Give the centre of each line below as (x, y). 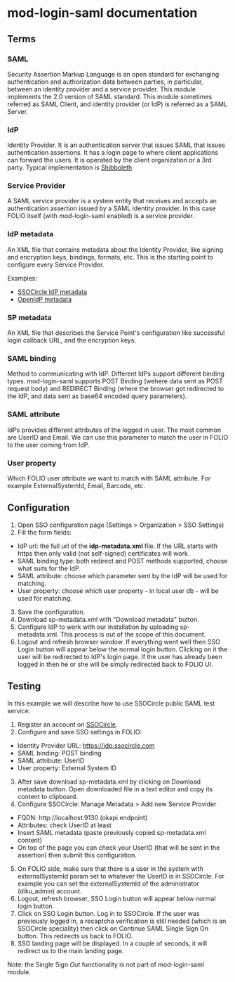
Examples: (22, 278)
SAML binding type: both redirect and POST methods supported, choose (122, 561)
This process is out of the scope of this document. (133, 634)
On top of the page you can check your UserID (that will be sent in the (119, 847)
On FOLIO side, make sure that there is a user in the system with (110, 868)
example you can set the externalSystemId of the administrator (108, 884)
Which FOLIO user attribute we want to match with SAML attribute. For (109, 478)
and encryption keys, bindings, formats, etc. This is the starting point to (110, 257)
